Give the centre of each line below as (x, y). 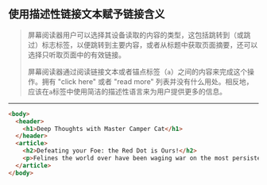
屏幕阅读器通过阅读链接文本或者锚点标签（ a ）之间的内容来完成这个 (137, 71)
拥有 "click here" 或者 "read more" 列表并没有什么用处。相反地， (147, 81)
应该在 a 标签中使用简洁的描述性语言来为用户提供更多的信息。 (127, 91)
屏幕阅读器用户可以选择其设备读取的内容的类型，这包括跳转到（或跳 (139, 35)
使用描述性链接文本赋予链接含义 (87, 14)
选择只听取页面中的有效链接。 (76, 55)
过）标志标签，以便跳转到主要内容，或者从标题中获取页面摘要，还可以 (143, 44)
